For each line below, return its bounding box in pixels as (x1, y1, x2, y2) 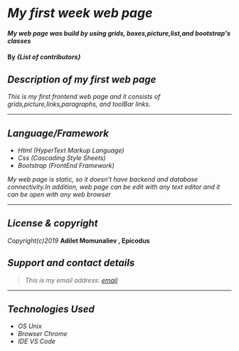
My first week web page (7, 5, 153, 21)
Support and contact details (7, 257, 135, 269)
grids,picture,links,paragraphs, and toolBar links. (7, 100, 151, 108)
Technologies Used (7, 303, 95, 315)
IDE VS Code (17, 337, 55, 346)
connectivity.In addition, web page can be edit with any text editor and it (7, 183, 221, 191)
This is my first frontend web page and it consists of (7, 93, 161, 101)
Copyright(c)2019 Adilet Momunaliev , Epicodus (7, 236, 151, 245)
